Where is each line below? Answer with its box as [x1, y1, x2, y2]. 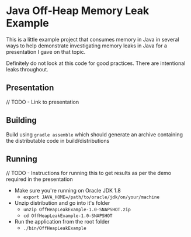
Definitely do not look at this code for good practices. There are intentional [6, 60, 186, 67]
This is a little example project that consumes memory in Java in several [6, 36, 179, 43]
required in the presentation [6, 176, 73, 183]
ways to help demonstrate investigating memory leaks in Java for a [6, 42, 168, 49]
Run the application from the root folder [14, 218, 110, 225]
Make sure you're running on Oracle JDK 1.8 [14, 187, 121, 194]
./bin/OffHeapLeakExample [23, 225, 86, 232]
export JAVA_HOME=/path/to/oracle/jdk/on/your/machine [23, 194, 159, 200]
